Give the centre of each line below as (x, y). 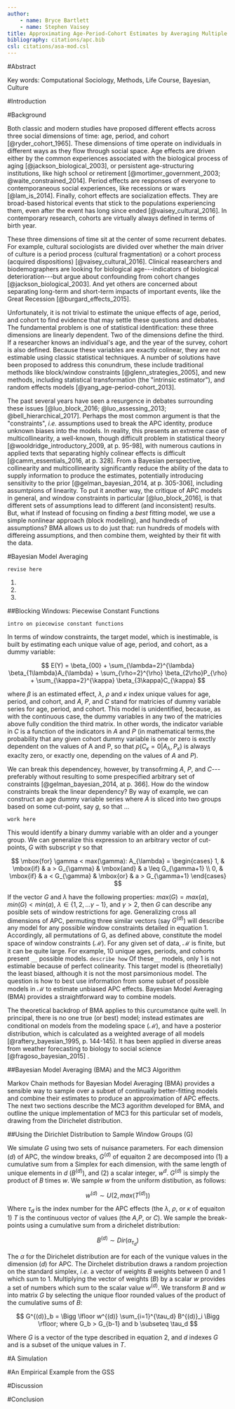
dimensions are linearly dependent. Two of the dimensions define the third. (116, 335)
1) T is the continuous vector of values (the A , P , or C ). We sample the (107, 1218)
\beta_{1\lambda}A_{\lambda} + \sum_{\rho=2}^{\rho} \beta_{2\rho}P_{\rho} (118, 673)
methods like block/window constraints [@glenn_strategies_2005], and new (117, 372)
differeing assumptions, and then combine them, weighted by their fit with (114, 535)
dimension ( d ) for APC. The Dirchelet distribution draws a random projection (117, 1264)
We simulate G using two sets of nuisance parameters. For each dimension (115, 1148)
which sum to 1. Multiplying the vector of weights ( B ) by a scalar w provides (116, 1279)
